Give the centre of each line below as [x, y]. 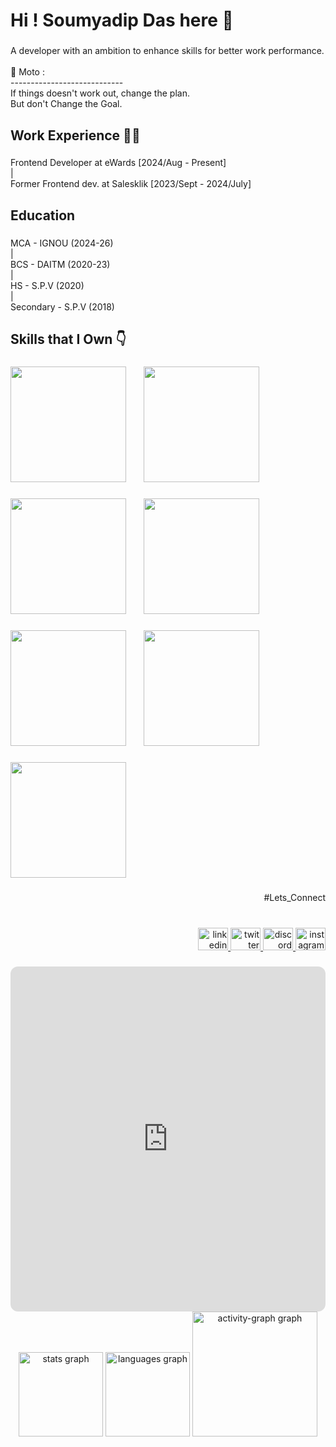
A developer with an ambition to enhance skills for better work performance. [167, 51]
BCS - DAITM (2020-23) [60, 264]
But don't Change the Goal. [66, 104]
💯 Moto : [27, 72]
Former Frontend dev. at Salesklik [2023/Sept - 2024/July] [131, 184]
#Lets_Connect [294, 897]
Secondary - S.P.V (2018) [62, 306]
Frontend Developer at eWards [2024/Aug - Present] [118, 163]
